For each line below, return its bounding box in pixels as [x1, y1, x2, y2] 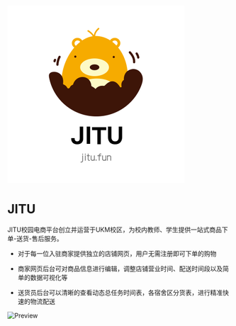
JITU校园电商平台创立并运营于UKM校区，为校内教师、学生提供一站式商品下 [7, 225, 228, 234]
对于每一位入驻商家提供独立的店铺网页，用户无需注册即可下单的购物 [17, 249, 217, 257]
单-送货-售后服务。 [7, 234, 63, 242]
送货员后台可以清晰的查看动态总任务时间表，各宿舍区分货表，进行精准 [17, 288, 223, 296]
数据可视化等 [30, 273, 68, 281]
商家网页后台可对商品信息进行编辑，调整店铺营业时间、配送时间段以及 [17, 264, 223, 273]
